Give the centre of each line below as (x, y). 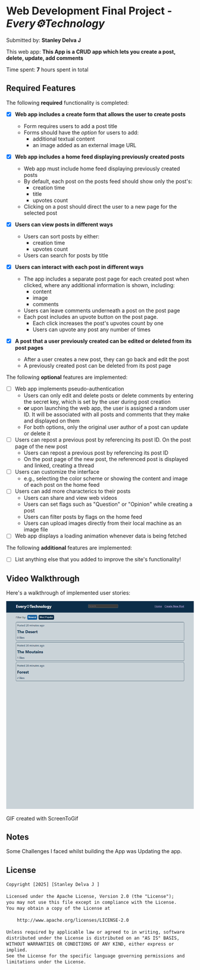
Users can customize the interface (57, 472)
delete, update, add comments (45, 58)
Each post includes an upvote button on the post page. (91, 317)
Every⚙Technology (56, 24)
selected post (40, 213)
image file (36, 530)
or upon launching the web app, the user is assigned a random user (107, 408)
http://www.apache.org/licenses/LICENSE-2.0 (73, 921)
